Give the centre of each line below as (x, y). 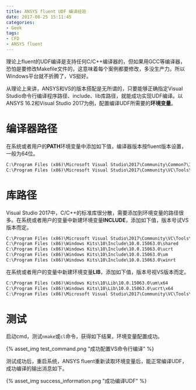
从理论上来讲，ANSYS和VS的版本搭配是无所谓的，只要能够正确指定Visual (94, 88)
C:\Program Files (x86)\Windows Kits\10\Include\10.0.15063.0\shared (92, 244)
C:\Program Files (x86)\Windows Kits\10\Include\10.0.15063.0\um (87, 255)
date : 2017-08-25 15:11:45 (39, 17)
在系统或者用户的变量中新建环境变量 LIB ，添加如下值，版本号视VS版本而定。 (98, 272)
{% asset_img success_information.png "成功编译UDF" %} (76, 381)
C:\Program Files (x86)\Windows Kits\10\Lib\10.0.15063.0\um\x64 (87, 283)
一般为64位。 (22, 153)
